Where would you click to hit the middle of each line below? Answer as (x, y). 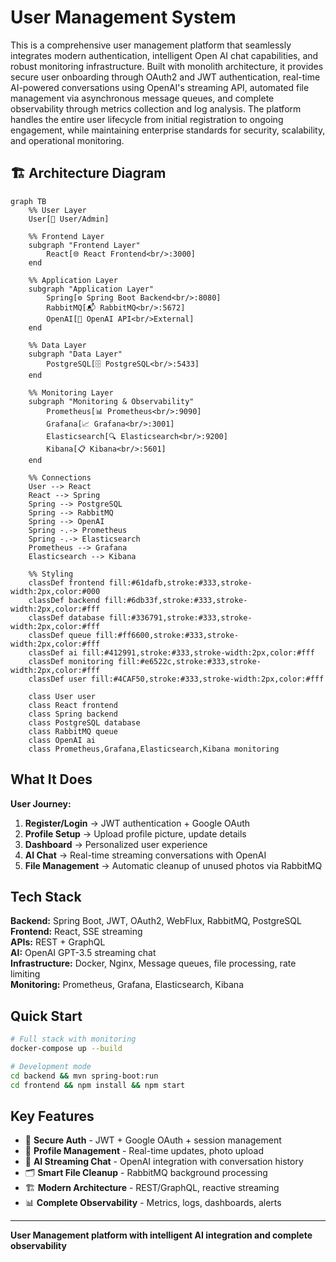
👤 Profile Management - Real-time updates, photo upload (144, 1151)
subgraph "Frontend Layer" (84, 245)
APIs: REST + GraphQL (58, 942)
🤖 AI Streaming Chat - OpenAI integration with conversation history (164, 1162)
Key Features (52, 1116)
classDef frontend (66, 582)
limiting (25, 974)
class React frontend (73, 705)
